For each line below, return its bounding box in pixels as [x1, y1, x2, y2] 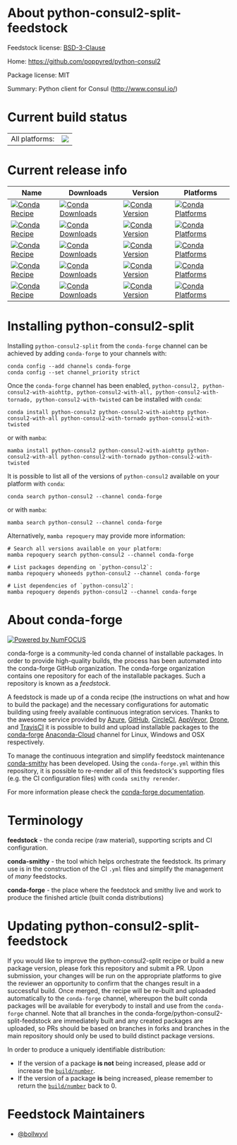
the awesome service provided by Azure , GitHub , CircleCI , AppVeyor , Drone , [7, 715, 230, 724]
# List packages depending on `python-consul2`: [7, 563, 153, 570]
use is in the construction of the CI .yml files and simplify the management [7, 864, 224, 873]
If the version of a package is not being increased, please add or [17, 1059, 206, 1067]
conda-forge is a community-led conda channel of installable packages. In [7, 649, 224, 657]
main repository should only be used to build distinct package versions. [7, 1031, 215, 1040]
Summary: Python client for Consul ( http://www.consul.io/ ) [7, 84, 178, 93]
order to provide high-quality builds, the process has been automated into [7, 656, 222, 665]
